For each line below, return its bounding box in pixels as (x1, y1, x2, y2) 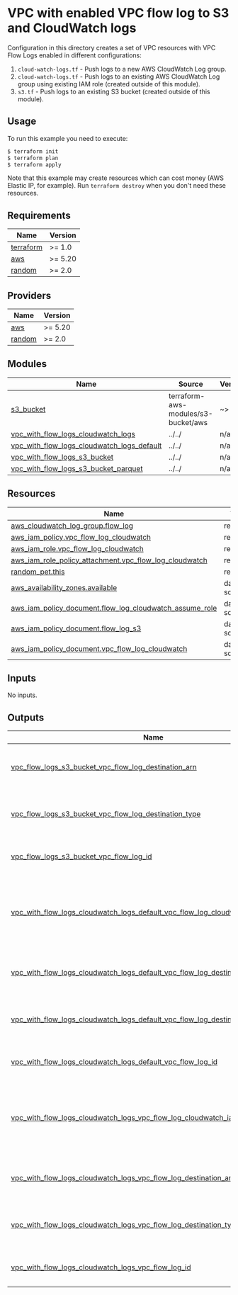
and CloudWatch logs (7, 20, 137, 36)
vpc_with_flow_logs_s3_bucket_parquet (11, 463, 143, 473)
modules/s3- (169, 409, 213, 419)
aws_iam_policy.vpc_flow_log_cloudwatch (11, 532, 151, 542)
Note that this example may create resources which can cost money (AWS (7, 174, 225, 182)
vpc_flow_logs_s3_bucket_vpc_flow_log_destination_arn (11, 762, 197, 772)
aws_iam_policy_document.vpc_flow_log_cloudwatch (11, 643, 188, 653)
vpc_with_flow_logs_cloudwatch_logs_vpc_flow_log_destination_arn (11, 1173, 236, 1183)
